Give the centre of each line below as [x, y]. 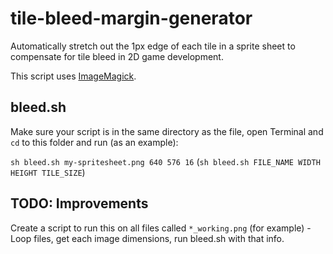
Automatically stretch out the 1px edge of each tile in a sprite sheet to [153, 46]
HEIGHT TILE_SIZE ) [48, 172]
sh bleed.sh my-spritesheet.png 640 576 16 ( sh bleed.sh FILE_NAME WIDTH [165, 161]
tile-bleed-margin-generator [131, 18]
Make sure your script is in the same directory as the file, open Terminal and [167, 131]
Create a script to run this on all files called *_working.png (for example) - [161, 228]
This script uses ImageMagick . [73, 76]
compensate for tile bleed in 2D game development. [117, 56]
